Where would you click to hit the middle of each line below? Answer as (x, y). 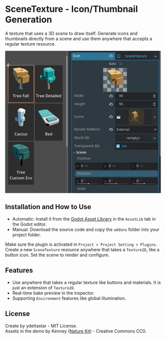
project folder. (26, 234)
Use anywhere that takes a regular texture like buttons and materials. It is (86, 282)
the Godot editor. (29, 224)
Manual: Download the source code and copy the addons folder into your (86, 229)
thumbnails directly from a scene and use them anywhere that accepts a (79, 39)
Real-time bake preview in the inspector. (53, 293)
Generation (29, 20)
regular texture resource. (30, 44)
